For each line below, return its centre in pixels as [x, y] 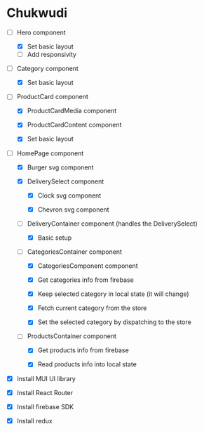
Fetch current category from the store [92, 308]
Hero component [41, 32]
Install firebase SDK [45, 406]
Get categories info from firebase [86, 280]
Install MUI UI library [46, 378]
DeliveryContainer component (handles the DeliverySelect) [112, 224]
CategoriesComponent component [88, 266]
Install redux [35, 420]
